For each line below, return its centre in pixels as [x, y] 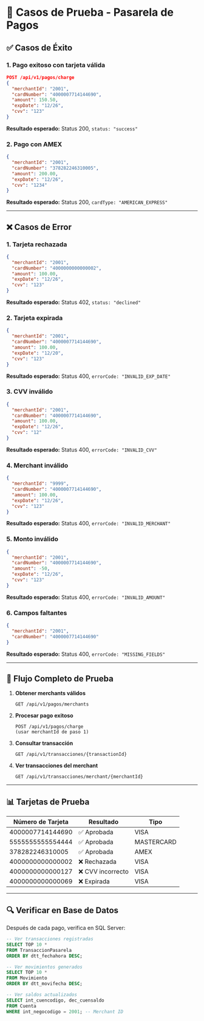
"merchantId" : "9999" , [40, 484]
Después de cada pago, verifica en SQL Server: [66, 928]
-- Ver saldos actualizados [42, 995]
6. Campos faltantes [37, 613]
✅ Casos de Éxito [39, 48]
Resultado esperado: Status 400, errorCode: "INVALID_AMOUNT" [86, 597]
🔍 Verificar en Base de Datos [63, 910]
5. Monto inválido [32, 539]
